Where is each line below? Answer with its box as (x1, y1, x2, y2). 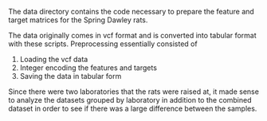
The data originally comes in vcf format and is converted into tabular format (8, 31, 257, 40)
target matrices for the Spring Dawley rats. (8, 15, 148, 25)
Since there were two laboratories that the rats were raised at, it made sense (8, 87, 259, 96)
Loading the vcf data (19, 55, 88, 64)
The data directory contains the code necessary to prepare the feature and (8, 7, 255, 16)
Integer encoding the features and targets (19, 63, 158, 72)
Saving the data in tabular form (19, 72, 122, 80)
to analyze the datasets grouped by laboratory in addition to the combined (8, 96, 253, 104)
